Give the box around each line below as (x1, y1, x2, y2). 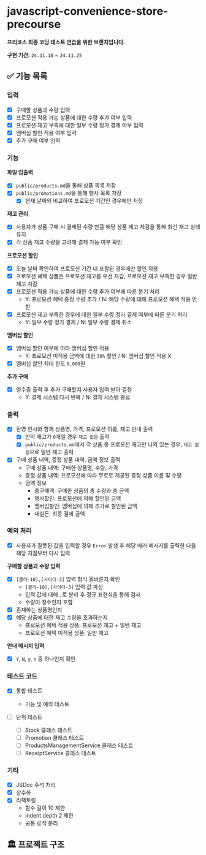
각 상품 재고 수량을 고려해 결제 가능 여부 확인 (15, 238, 123, 246)
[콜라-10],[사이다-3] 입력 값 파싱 (25, 583, 104, 590)
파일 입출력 (7, 169, 33, 176)
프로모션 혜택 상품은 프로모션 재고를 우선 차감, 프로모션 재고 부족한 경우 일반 (15, 272, 198, 279)
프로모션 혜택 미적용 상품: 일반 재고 (25, 629, 109, 637)
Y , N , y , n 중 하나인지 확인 (15, 655, 76, 663)
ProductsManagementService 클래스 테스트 (25, 742, 134, 749)
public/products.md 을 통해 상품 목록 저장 (15, 182, 116, 189)
